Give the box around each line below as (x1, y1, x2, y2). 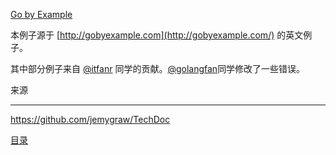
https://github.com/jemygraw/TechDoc (10, 114, 171, 125)
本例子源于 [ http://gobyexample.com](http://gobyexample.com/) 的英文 (10, 29, 304, 41)
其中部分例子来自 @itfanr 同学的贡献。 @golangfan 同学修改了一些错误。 (10, 63, 306, 74)
